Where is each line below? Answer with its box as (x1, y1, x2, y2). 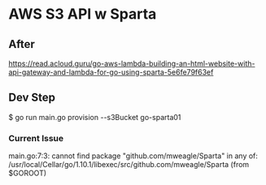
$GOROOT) (8, 168, 47, 179)
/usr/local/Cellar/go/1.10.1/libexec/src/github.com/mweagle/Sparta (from (8, 160, 250, 170)
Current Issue (8, 132, 63, 144)
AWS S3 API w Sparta (8, 5, 157, 24)
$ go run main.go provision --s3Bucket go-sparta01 (8, 112, 181, 122)
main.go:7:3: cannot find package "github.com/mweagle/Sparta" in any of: (8, 151, 259, 161)
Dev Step (8, 91, 55, 105)
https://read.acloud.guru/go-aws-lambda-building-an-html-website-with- (8, 58, 255, 68)
